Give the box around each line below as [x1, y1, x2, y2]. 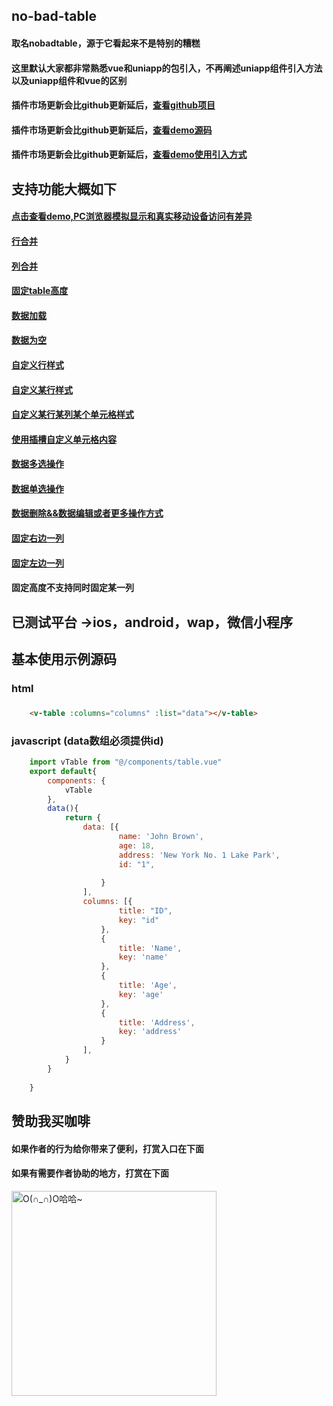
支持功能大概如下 [11, 180, 117, 198]
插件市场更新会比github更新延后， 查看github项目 [11, 99, 216, 111]
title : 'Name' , [118, 943, 183, 953]
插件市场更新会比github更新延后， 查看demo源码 [11, 124, 213, 136]
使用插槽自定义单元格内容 [11, 433, 117, 445]
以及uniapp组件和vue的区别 [11, 74, 128, 86]
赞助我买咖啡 [11, 1112, 91, 1129]
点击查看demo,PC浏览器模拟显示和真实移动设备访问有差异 [11, 210, 253, 223]
